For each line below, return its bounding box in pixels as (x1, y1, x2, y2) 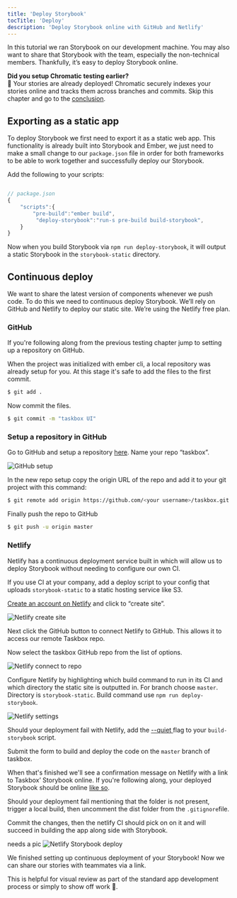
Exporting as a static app (7, 115, 119, 127)
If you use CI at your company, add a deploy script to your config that (7, 578, 210, 586)
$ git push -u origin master (7, 523, 93, 531)
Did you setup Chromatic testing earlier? (7, 72, 129, 80)
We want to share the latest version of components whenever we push (7, 290, 214, 298)
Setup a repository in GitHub (7, 432, 108, 442)
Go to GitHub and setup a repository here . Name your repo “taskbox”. (7, 448, 210, 456)
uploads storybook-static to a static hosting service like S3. (7, 585, 183, 593)
